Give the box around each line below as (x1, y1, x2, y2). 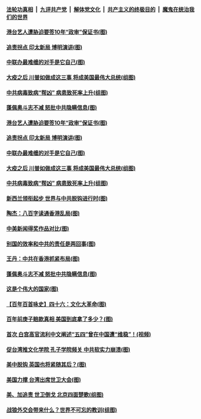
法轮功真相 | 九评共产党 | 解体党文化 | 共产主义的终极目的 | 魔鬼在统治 (6, 5, 189, 13)
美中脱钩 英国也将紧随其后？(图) (6, 361, 86, 368)
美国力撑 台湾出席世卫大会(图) (6, 376, 81, 383)
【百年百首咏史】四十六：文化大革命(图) (6, 300, 107, 308)
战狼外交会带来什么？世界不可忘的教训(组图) (6, 406, 118, 414)
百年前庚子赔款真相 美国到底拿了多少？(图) (6, 315, 113, 323)
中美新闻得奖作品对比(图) (6, 225, 69, 232)
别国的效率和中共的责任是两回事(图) (6, 240, 96, 247)
